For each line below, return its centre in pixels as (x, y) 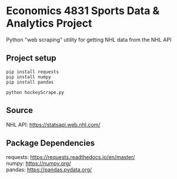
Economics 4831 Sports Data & (83, 11)
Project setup (31, 58)
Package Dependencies (51, 143)
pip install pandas (30, 82)
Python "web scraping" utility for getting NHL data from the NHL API (89, 39)
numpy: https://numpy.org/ (39, 164)
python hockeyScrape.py (35, 92)
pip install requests (33, 72)
